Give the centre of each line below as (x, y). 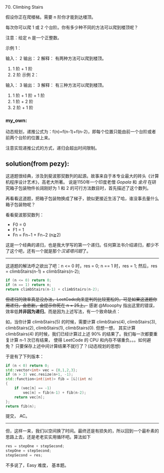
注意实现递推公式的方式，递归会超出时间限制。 (52, 148)
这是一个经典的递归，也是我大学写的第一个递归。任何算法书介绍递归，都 (78, 245)
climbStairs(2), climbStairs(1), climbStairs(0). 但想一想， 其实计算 (71, 328)
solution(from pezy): (37, 164)
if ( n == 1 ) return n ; (28, 285)
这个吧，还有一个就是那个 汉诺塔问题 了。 (50, 251)
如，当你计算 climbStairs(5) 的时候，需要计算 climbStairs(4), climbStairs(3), (81, 322)
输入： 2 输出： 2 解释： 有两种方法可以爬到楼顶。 (56, 58)
